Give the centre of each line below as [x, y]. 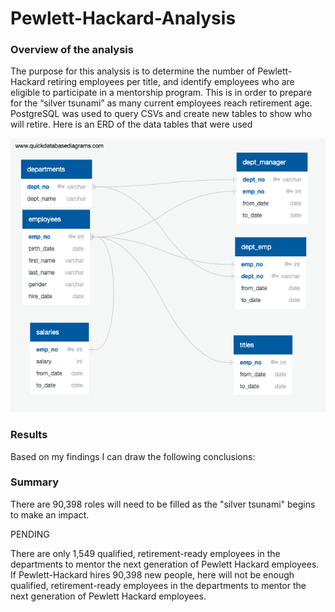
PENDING [30, 534]
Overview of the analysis [72, 50]
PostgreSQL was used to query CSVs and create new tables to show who [161, 114]
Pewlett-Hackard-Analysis [123, 18]
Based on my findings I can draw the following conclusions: [133, 456]
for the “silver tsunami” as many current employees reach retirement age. [161, 103]
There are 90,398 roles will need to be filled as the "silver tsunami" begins [163, 504]
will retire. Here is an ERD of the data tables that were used [131, 124]
